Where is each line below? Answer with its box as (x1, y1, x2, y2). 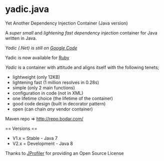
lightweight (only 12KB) (12, 74, 60, 80)
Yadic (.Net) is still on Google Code (5, 45, 77, 51)
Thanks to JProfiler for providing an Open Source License (5, 150, 124, 156)
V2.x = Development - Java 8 (12, 140, 73, 146)
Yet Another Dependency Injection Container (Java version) (5, 20, 128, 26)
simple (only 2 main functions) (12, 84, 75, 91)
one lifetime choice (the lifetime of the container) (12, 95, 113, 101)
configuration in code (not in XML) (12, 90, 83, 96)
